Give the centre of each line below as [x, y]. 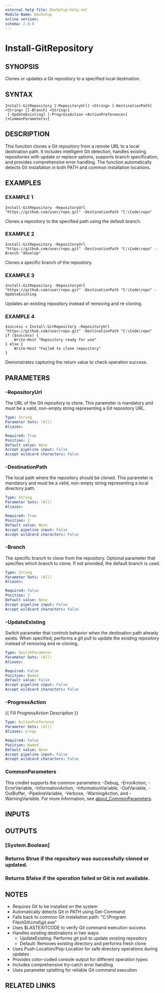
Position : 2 [17, 520]
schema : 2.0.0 [20, 24]
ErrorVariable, [19, 788]
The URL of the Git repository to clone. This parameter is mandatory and [79, 403]
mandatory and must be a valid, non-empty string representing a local [77, 483]
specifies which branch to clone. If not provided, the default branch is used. [83, 563]
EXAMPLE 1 [19, 197]
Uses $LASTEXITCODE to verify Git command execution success [79, 927]
